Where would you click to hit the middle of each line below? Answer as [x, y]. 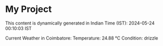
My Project [29, 9]
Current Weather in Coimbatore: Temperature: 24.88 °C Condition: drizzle [82, 38]
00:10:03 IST [18, 28]
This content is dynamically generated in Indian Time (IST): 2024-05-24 [80, 23]
